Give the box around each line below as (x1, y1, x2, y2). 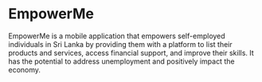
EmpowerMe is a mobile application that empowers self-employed (8, 31, 225, 41)
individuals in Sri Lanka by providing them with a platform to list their (8, 39, 233, 49)
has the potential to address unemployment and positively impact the (8, 57, 235, 66)
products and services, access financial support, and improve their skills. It (8, 48, 255, 57)
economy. (8, 64, 41, 74)
